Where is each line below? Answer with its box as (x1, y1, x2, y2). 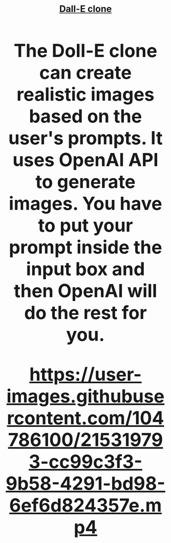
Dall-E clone (59, 3, 112, 15)
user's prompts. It (8, 126, 163, 149)
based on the (29, 105, 142, 127)
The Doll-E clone (13, 39, 158, 62)
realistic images (16, 83, 155, 105)
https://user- (29, 363, 142, 385)
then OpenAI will (14, 279, 157, 302)
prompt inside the (9, 236, 162, 258)
